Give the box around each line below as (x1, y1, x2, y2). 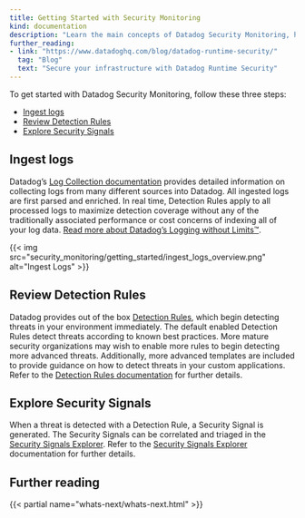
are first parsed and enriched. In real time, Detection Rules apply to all (9, 195, 271, 206)
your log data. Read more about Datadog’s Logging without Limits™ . (9, 224, 261, 235)
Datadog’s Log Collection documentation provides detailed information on (9, 176, 286, 187)
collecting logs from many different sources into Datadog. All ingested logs (9, 185, 290, 196)
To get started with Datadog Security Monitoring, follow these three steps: (9, 88, 287, 100)
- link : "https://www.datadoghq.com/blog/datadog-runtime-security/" (9, 47, 279, 56)
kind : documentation (9, 22, 88, 31)
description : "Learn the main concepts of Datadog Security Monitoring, (9, 30, 290, 39)
